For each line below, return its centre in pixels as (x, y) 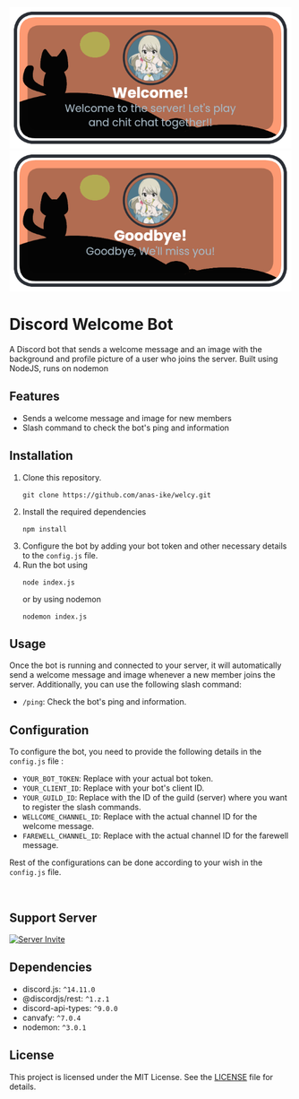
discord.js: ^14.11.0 (59, 989)
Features (34, 397)
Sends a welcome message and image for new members (127, 418)
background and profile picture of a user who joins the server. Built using (144, 359)
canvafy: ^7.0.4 (51, 1017)
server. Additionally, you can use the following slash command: (125, 685)
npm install (44, 529)
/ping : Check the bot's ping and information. (104, 702)
